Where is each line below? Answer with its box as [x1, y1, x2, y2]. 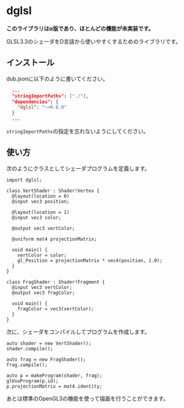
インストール [6, 58, 55, 68]
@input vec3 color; [12, 214, 62, 221]
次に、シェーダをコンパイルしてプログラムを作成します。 [6, 328, 150, 335]
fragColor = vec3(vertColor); [17, 306, 95, 312]
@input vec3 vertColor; [12, 284, 72, 290]
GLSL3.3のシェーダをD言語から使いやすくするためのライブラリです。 [6, 37, 182, 45]
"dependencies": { [12, 99, 59, 105]
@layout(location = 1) [12, 209, 70, 215]
